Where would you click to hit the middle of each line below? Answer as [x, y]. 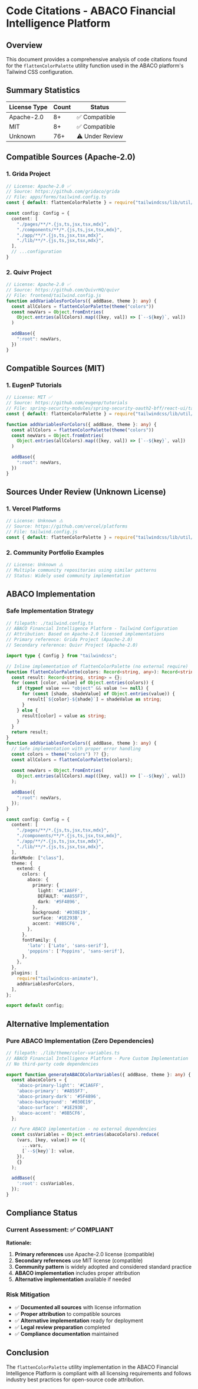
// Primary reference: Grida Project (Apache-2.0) [70, 640]
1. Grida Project [28, 174]
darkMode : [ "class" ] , [38, 858]
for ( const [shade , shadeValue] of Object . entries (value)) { [98, 694]
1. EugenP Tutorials [34, 385]
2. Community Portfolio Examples [55, 552]
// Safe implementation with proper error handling [76, 748]
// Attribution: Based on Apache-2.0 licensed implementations [85, 634]
